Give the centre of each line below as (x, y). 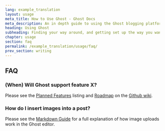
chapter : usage (21, 37)
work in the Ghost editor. (30, 124)
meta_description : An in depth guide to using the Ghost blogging (74, 23)
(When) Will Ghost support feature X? (51, 85)
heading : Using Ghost (27, 28)
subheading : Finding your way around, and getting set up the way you (79, 33)
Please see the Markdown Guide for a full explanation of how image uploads (82, 119)
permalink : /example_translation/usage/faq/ (51, 46)
